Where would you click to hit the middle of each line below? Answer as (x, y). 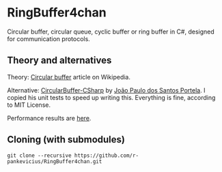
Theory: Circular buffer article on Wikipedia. (69, 77)
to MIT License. (29, 105)
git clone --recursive (39, 156)
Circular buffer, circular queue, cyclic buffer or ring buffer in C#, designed (111, 32)
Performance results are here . (49, 118)
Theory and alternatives (59, 61)
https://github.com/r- (106, 156)
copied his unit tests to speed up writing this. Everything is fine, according (111, 97)
